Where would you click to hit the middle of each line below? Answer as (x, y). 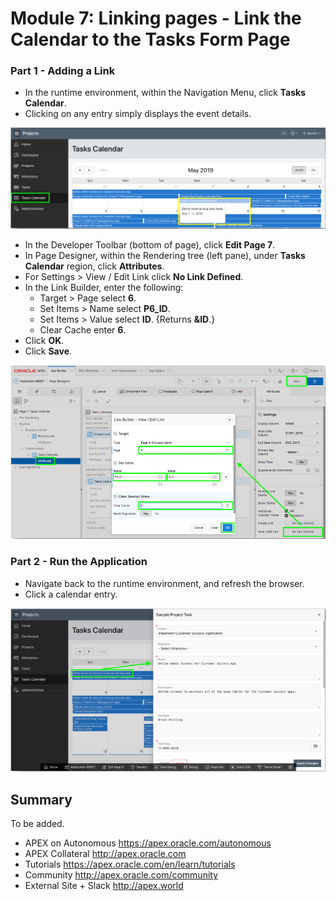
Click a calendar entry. (71, 594)
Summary (41, 799)
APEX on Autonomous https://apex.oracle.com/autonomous (148, 843)
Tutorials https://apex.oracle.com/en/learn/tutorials (130, 864)
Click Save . (48, 351)
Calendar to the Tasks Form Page (150, 39)
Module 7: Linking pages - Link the (156, 18)
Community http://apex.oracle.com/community (121, 875)
